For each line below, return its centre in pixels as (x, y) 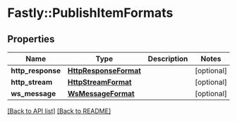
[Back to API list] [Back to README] (59, 111)
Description (168, 59)
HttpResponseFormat (104, 71)
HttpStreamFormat (99, 82)
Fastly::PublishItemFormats (90, 13)
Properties (31, 39)
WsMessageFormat (101, 93)
